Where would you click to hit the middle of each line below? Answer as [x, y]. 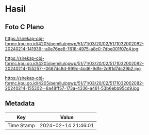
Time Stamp [21, 125]
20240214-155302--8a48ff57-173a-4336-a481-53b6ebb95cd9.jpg [72, 88]
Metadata [20, 104]
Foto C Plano [25, 27]
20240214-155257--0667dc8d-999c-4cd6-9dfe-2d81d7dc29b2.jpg [73, 68]
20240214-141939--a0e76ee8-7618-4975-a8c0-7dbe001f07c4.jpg [72, 49]
